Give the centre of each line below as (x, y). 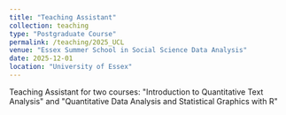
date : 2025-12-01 (41, 58)
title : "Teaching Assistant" (63, 17)
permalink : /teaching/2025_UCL (67, 42)
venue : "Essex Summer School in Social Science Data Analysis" (128, 50)
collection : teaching (49, 26)
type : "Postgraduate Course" (63, 34)
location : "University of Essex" (71, 67)
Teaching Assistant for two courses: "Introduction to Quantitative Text (136, 92)
